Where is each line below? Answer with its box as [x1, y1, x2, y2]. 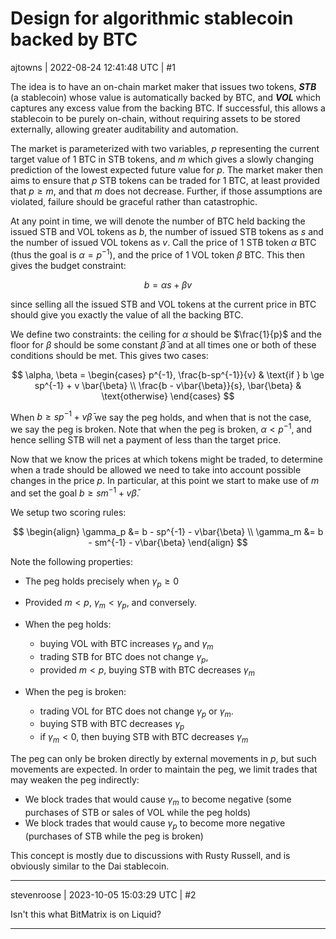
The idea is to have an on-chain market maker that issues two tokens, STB [10, 80, 317, 92]
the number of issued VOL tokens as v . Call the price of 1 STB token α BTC [10, 236, 317, 248]
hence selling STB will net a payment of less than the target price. [10, 433, 282, 446]
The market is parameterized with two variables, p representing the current [10, 142, 320, 154]
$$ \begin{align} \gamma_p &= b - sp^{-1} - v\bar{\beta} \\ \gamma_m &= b [12, 525, 324, 537]
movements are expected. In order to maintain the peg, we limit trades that [10, 763, 318, 775]
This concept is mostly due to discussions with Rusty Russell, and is [10, 849, 291, 861]
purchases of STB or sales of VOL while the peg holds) [24, 806, 252, 818]
